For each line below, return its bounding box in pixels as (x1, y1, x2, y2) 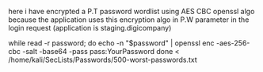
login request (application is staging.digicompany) (8, 23, 172, 32)
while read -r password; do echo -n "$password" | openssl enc (8, 38, 215, 48)
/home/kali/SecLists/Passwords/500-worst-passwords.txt (8, 55, 197, 64)
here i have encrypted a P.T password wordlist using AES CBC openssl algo (8, 7, 255, 16)
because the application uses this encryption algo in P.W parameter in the (8, 15, 250, 24)
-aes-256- (216, 38, 250, 48)
